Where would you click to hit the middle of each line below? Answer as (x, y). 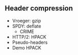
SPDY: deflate (27, 26)
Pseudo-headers (30, 42)
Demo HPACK (27, 47)
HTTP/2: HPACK (29, 37)
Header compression (39, 8)
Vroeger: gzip (27, 20)
